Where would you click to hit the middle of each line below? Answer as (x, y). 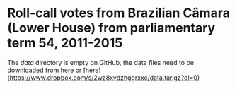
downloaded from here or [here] (54, 70)
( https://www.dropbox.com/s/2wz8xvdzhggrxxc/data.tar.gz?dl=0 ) (104, 77)
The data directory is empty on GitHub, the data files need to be (101, 62)
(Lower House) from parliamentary (111, 28)
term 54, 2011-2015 (65, 43)
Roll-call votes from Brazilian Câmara (118, 13)
